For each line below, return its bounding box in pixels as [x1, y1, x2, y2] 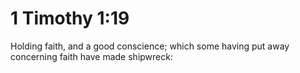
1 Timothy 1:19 [10, 7, 130, 30]
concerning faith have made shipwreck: [10, 50, 173, 62]
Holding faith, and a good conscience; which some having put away [10, 40, 290, 52]
